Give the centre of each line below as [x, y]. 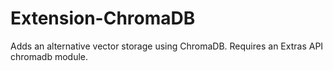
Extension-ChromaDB [103, 18]
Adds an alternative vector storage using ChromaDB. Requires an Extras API [167, 46]
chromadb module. [49, 56]
